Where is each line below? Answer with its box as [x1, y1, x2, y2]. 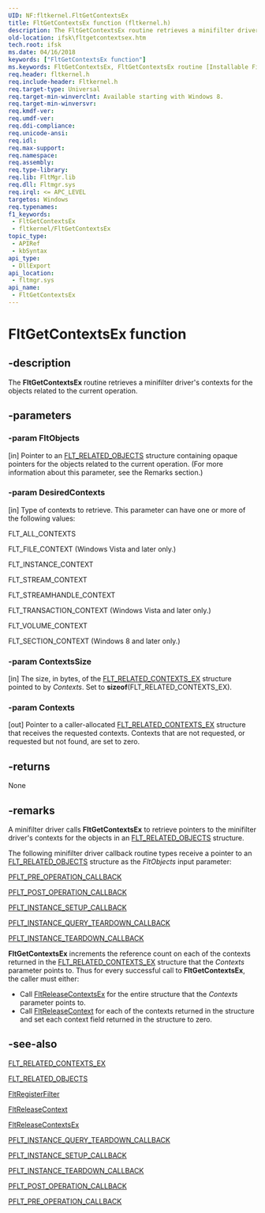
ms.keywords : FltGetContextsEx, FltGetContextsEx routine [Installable [8, 63, 248, 71]
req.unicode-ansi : [8, 129, 69, 137]
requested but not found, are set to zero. [8, 737, 140, 746]
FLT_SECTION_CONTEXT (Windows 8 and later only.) [8, 636, 181, 646]
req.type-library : [8, 166, 69, 174]
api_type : [8, 254, 41, 262]
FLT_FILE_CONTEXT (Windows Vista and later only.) [8, 544, 177, 554]
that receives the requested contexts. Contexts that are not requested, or [8, 729, 246, 738]
